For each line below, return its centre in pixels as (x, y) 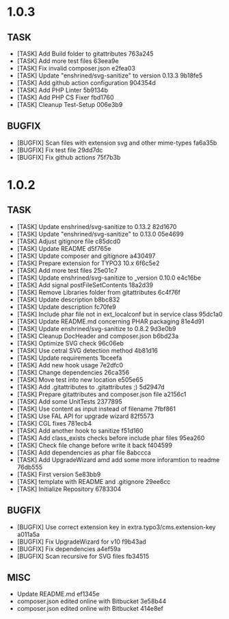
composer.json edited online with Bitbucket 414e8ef (90, 609)
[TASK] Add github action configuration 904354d (86, 83)
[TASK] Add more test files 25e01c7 (67, 270)
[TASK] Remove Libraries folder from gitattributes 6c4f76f (99, 292)
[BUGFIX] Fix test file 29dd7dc (60, 150)
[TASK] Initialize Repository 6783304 (69, 489)
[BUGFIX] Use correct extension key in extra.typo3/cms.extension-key (116, 527)
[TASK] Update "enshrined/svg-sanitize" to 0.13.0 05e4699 (100, 234)
